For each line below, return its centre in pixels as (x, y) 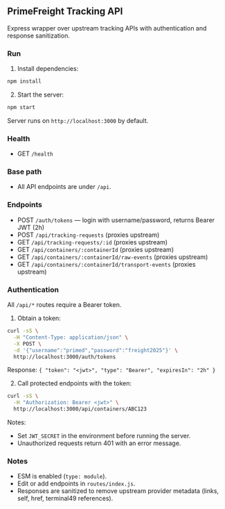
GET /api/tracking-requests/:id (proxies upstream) (92, 242)
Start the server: (40, 94)
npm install (24, 82)
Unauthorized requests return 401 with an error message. (99, 443)
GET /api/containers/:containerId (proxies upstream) (96, 249)
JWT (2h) (31, 227)
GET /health (35, 154)
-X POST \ (27, 344)
